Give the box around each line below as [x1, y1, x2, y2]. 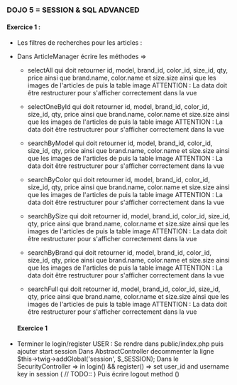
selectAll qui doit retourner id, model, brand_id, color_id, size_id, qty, [27, 66, 228, 75]
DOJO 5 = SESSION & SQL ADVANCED [6, 5, 140, 15]
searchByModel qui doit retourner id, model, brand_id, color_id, [27, 139, 213, 147]
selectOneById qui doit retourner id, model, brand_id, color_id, [27, 102, 210, 111]
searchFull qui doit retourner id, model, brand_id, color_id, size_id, [27, 285, 221, 293]
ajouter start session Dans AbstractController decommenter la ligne [16, 347, 214, 356]
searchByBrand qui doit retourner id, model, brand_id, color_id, [27, 248, 212, 257]
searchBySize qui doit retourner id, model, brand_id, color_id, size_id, [27, 212, 231, 221]
